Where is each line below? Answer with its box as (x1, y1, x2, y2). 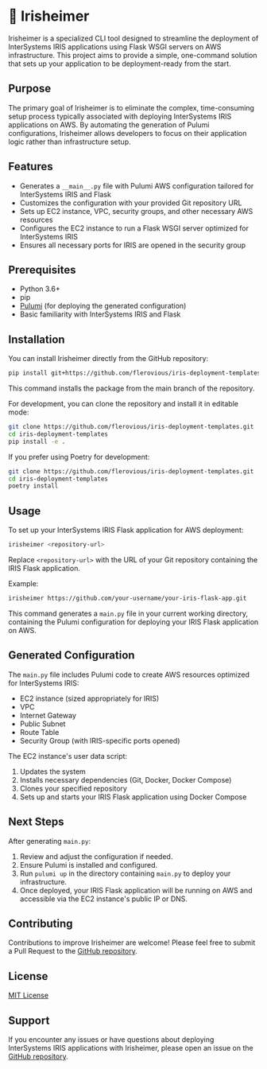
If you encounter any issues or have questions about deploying (8, 1034, 215, 1044)
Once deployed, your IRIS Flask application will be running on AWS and (19, 885, 253, 895)
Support (8, 1013, 50, 1027)
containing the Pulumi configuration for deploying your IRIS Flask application (8, 616, 259, 627)
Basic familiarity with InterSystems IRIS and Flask (19, 309, 181, 319)
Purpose (8, 82, 52, 95)
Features (8, 160, 53, 173)
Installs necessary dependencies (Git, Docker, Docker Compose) (19, 775, 232, 784)
